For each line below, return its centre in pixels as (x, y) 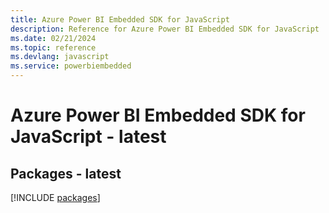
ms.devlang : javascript (60, 57)
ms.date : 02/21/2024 (53, 38)
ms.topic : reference (53, 47)
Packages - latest (66, 173)
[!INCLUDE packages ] (55, 197)
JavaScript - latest (88, 137)
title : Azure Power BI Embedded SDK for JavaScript (120, 19)
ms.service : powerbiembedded (71, 66)
